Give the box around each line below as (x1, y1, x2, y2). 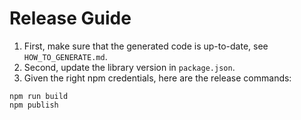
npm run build (9, 91, 69, 101)
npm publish (9, 100, 59, 110)
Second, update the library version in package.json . (23, 61, 236, 73)
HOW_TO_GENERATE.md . (23, 50, 108, 62)
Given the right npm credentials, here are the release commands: (23, 72, 292, 84)
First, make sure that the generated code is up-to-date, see (23, 40, 269, 52)
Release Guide (9, 7, 132, 30)
